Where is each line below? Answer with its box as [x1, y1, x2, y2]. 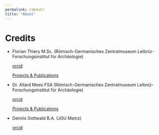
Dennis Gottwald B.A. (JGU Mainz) [12, 115, 82, 121]
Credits [5, 33, 36, 44]
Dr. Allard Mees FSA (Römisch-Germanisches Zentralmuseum [12, 82, 137, 88]
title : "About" [5, 12, 36, 17]
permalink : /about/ [5, 7, 45, 12]
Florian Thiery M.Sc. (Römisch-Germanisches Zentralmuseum [12, 49, 137, 54]
